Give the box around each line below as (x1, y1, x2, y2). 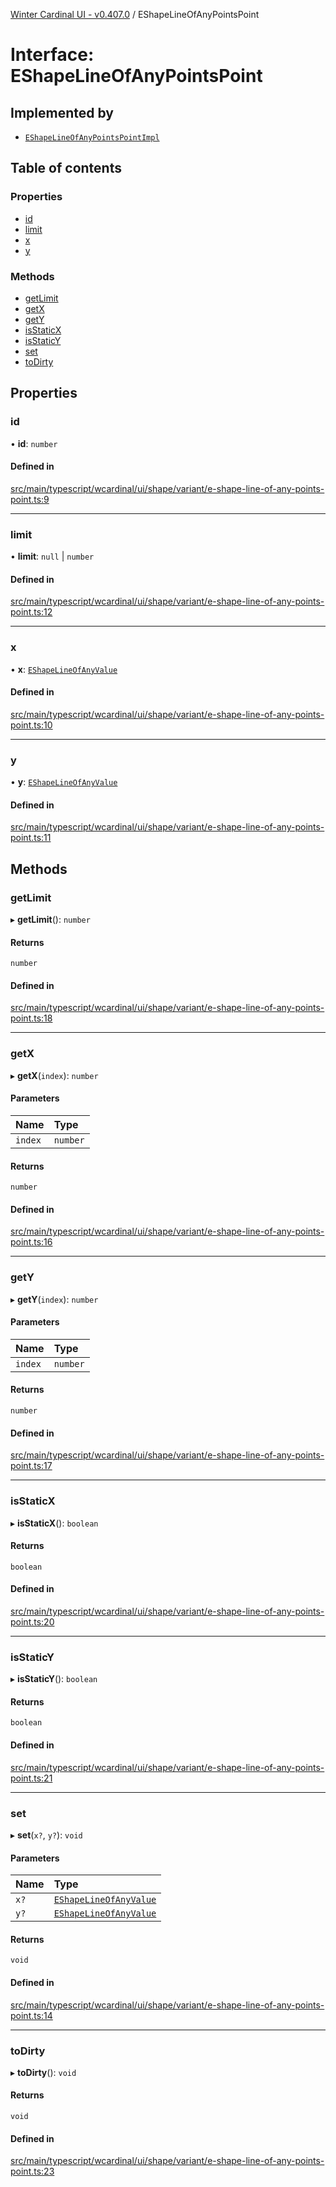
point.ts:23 (10, 2165, 55, 2178)
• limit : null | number (10, 550, 95, 563)
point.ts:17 (10, 1460, 53, 1472)
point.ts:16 (10, 1236, 53, 1248)
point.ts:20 (10, 1615, 55, 1628)
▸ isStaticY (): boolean (10, 1673, 98, 1685)
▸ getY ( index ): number (10, 1293, 99, 1305)
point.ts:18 (10, 1012, 53, 1024)
